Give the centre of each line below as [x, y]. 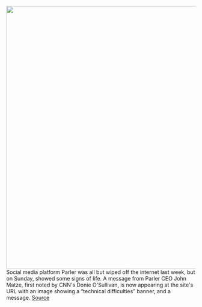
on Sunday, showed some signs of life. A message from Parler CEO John [96, 278]
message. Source [28, 298]
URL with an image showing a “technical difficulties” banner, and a [89, 291]
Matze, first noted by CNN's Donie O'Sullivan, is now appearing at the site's [100, 285]
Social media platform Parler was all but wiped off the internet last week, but [101, 272]
